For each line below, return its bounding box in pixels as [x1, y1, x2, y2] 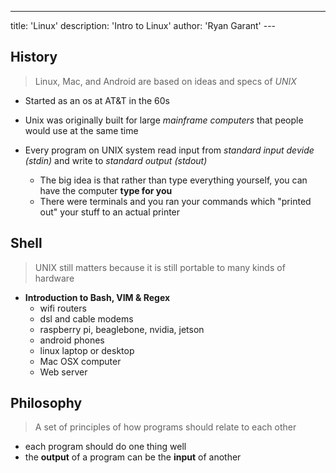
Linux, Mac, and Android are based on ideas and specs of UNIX [34, 75, 297, 87]
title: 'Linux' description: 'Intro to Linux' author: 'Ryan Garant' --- [10, 20, 277, 31]
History [10, 49, 58, 66]
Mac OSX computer [39, 355, 122, 367]
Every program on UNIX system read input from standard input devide [24, 144, 315, 156]
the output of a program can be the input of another [24, 451, 242, 463]
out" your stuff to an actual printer [39, 206, 181, 218]
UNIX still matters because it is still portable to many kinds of [34, 261, 286, 273]
